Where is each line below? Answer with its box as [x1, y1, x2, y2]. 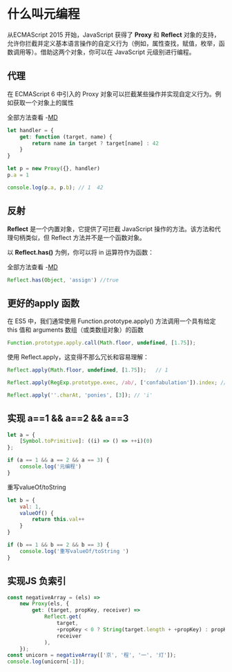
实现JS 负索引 [7, 575, 66, 587]
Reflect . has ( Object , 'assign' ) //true [7, 276, 119, 284]
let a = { [7, 431, 36, 438]
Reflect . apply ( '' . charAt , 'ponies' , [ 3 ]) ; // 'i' [7, 392, 153, 399]
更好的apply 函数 [7, 297, 80, 309]
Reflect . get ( [43, 613, 81, 620]
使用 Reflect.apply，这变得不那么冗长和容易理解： [7, 353, 150, 361]
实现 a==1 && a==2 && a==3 [7, 412, 129, 424]
